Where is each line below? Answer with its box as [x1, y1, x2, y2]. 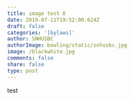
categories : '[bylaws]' [7, 29, 76, 36]
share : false [7, 61, 45, 68]
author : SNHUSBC [7, 36, 54, 42]
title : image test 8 [7, 10, 67, 17]
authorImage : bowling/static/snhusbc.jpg [7, 42, 128, 49]
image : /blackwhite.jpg [7, 49, 76, 55]
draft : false [7, 23, 45, 29]
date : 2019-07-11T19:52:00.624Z [7, 16, 100, 23]
